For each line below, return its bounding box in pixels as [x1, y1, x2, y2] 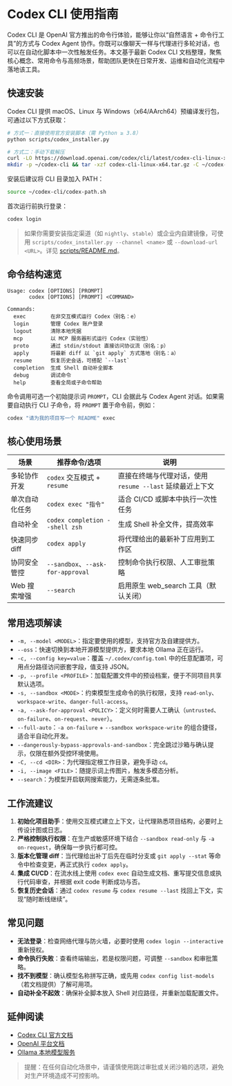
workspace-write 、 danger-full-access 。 [17, 697, 133, 706]
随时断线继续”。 [26, 895, 72, 903]
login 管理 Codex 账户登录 [13, 320, 104, 327]
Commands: [7, 305, 36, 312]
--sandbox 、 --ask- [46, 559, 107, 569]
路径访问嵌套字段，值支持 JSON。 [35, 662, 133, 671]
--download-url [174, 239, 218, 246]
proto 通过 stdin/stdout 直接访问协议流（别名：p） [13, 342, 169, 350]
